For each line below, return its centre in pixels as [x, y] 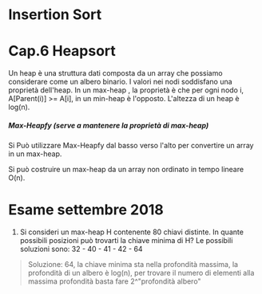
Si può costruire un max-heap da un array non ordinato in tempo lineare [126, 170]
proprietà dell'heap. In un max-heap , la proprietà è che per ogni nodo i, [126, 90]
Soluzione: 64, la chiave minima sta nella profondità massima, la [133, 265]
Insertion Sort [55, 15]
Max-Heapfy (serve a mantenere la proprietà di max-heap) [109, 125]
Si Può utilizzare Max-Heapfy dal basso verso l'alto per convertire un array [131, 146]
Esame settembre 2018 [86, 210]
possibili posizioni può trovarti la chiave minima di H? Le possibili [126, 241]
